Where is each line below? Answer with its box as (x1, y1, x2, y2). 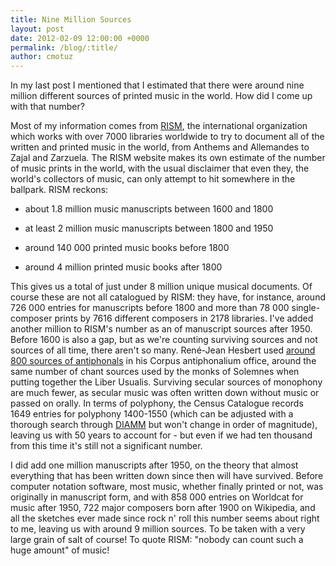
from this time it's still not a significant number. (10, 440, 203, 452)
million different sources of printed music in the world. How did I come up (10, 90, 313, 102)
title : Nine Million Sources (10, 14, 132, 25)
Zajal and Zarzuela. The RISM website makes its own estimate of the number (10, 152, 326, 164)
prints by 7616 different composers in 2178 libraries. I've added (54, 312, 314, 325)
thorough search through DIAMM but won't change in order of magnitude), (10, 419, 318, 431)
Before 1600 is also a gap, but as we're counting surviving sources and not (10, 334, 318, 346)
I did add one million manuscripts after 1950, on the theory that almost (10, 459, 299, 471)
